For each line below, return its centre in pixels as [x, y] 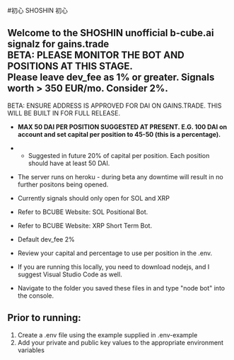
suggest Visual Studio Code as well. [70, 274]
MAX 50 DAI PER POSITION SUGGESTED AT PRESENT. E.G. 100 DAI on [122, 127]
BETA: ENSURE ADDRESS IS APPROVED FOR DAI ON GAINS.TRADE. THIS [115, 106]
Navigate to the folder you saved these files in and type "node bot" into [121, 288]
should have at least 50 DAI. [69, 163]
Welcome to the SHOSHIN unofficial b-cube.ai [111, 33]
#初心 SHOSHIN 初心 [38, 10]
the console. [36, 296]
